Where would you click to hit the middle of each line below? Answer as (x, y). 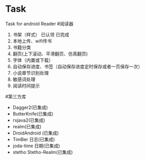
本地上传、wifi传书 (32, 41)
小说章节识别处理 (31, 73)
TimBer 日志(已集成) (34, 139)
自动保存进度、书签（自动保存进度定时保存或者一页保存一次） (78, 66)
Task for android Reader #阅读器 (40, 24)
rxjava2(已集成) (29, 120)
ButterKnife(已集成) (33, 113)
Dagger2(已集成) (30, 107)
